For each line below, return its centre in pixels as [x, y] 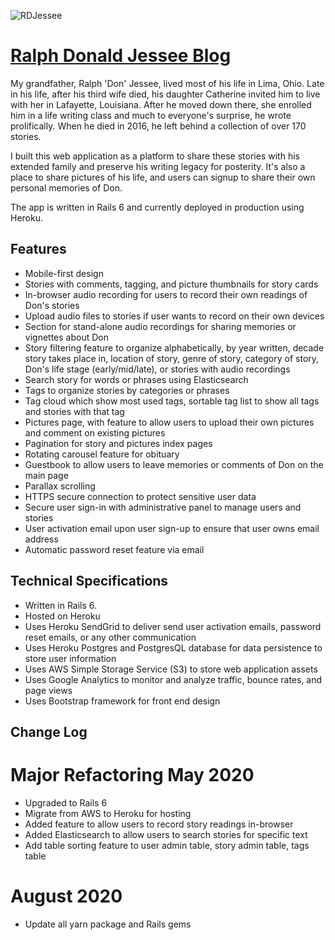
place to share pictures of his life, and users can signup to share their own [163, 177]
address [41, 539]
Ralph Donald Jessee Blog [121, 56]
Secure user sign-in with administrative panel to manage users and [163, 507]
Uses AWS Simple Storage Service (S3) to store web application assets [171, 669]
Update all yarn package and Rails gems [108, 924]
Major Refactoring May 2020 [132, 775]
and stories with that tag [74, 411]
